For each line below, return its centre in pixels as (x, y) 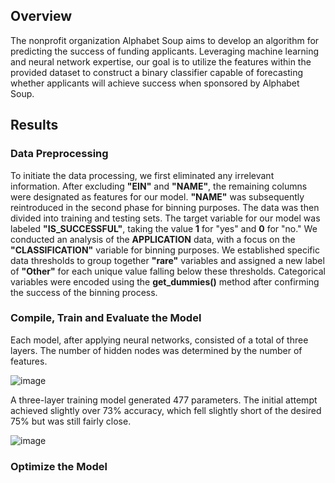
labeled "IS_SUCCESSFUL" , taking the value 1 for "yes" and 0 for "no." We (164, 228)
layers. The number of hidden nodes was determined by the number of (156, 350)
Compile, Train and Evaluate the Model (106, 318)
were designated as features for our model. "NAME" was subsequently (157, 196)
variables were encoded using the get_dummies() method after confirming (165, 281)
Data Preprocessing (59, 154)
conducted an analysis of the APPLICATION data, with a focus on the (153, 239)
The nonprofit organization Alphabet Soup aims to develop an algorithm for (165, 40)
